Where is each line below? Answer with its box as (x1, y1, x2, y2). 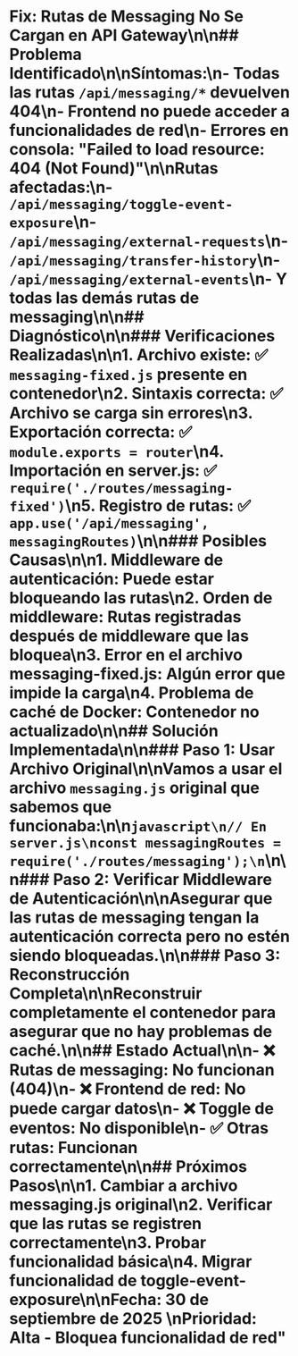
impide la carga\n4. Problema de (9, 683, 254, 703)
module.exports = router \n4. (9, 442, 225, 462)
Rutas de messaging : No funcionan (9, 1060, 275, 1081)
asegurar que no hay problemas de (9, 1022, 273, 1042)
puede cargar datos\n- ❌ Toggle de (9, 1099, 275, 1119)
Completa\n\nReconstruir (9, 983, 203, 1004)
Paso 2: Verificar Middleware (53, 870, 272, 890)
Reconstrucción (9, 964, 130, 985)
